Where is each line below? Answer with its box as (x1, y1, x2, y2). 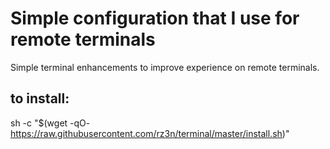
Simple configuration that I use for (10, 7, 300, 30)
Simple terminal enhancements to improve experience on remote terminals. (10, 61, 320, 73)
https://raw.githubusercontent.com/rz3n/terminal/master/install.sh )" (10, 127, 290, 139)
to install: (10, 90, 70, 107)
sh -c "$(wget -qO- (10, 117, 91, 129)
